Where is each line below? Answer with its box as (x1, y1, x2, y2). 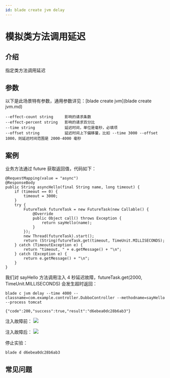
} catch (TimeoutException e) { (14, 243, 83, 248)
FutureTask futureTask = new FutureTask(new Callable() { (23, 207, 149, 212)
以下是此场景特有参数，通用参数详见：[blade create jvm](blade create (5, 98, 152, 104)
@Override (32, 212, 53, 217)
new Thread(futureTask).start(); (23, 234, 95, 239)
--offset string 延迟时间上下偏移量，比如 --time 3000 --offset (5, 131, 158, 136)
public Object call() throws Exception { (32, 216, 122, 221)
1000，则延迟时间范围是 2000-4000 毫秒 (5, 136, 81, 141)
